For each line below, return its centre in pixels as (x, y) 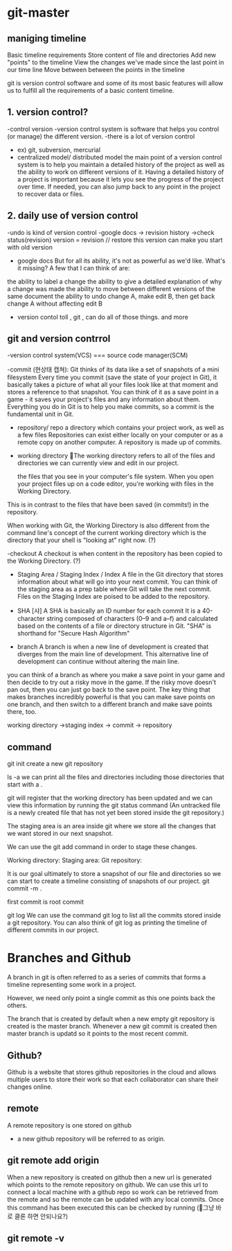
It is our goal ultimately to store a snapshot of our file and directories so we (114, 874)
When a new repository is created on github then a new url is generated (110, 1177)
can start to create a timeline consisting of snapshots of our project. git (108, 881)
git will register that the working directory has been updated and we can (110, 798)
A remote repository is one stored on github (69, 1125)
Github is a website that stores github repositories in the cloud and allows (112, 1072)
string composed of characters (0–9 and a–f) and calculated (132, 619)
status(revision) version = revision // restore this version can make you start (115, 240)
